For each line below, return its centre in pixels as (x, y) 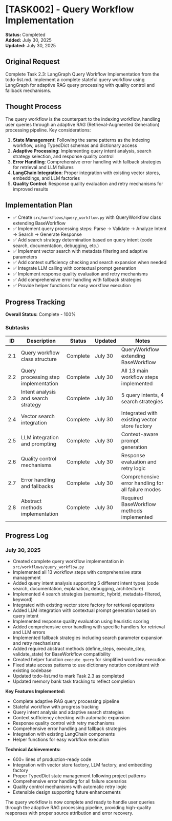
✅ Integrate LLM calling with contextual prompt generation (74, 268)
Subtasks (17, 328)
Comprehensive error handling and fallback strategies (70, 729)
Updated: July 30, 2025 (31, 45)
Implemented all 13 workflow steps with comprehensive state (77, 572)
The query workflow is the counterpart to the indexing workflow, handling (83, 119)
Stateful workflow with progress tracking (56, 707)
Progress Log (27, 535)
